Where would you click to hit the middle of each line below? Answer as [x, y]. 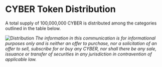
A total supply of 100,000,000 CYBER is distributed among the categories [81, 23]
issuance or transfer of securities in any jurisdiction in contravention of [78, 54]
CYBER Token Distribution [61, 9]
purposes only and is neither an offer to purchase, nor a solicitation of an [81, 43]
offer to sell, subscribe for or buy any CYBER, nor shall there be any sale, [81, 48]
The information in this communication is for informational [95, 38]
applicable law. [21, 59]
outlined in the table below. [33, 28]
